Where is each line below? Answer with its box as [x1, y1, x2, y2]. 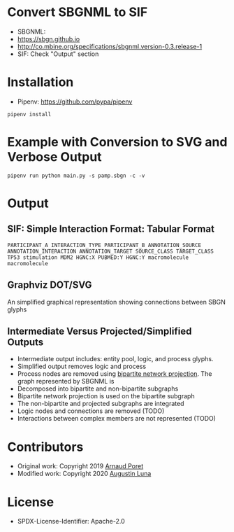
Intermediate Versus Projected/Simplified [7, 325, 192, 337]
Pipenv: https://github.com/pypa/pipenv [17, 97, 133, 106]
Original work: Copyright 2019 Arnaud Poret [17, 462, 144, 470]
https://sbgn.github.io [17, 34, 80, 43]
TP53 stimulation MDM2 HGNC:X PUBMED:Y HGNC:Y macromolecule [7, 253, 189, 261]
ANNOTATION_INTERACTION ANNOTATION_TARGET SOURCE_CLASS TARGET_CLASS [7, 248, 214, 255]
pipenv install [7, 111, 52, 118]
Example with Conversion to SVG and [7, 134, 228, 150]
